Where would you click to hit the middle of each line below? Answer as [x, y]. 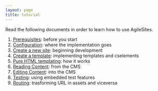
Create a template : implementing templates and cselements [76, 55]
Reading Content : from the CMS [47, 66]
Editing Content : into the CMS [44, 72]
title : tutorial [23, 15]
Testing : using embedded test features [54, 77]
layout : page [19, 10]
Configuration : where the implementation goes [62, 44]
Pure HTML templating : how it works [51, 61]
